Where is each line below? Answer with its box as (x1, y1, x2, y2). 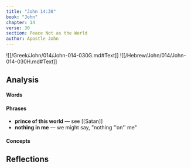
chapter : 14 (6, 19, 35, 25)
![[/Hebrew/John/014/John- (120, 52, 186, 59)
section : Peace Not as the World (6, 30, 88, 36)
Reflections (6, 155, 49, 164)
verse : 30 (6, 25, 30, 31)
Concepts (6, 137, 30, 144)
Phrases (6, 105, 27, 112)
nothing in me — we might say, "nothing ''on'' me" (14, 124, 138, 131)
